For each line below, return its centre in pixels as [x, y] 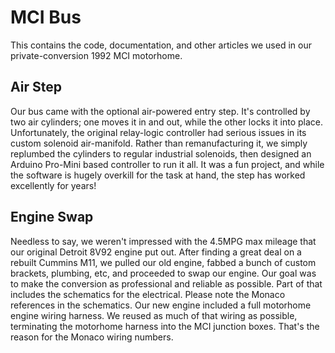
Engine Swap [52, 217]
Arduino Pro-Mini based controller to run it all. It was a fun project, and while [167, 164]
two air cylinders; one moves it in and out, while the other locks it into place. [167, 122]
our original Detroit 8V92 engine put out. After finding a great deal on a [156, 252]
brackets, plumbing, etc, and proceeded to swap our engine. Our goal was [163, 273]
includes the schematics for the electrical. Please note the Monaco [148, 294]
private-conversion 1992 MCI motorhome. [96, 55]
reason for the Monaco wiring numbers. [92, 337]
